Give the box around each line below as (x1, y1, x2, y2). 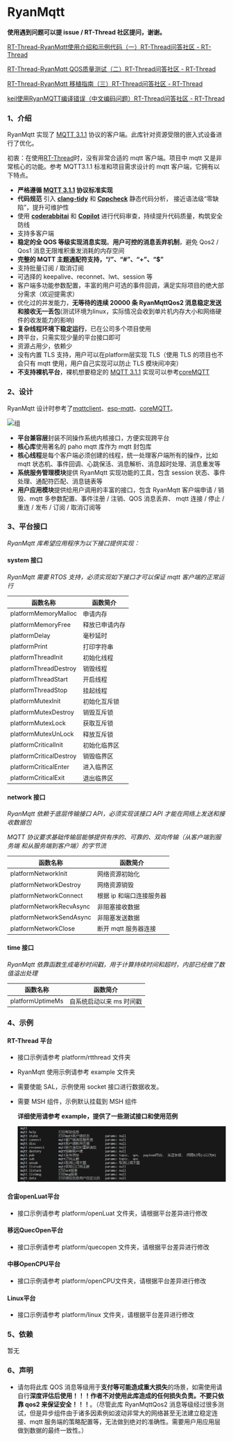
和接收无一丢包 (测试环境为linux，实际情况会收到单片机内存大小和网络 (17, 307, 216, 316)
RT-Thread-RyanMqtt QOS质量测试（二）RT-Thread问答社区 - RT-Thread (7, 64, 216, 73)
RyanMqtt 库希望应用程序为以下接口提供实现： (7, 539, 140, 547)
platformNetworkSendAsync (10, 913, 92, 922)
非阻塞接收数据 (96, 902, 140, 911)
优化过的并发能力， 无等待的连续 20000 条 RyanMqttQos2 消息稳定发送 (17, 299, 222, 307)
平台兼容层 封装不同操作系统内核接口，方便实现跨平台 (17, 433, 170, 442)
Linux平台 (7, 1294, 36, 1302)
